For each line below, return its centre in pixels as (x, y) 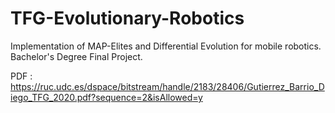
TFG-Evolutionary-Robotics (127, 18)
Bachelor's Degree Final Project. (76, 56)
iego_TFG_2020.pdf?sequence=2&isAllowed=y (106, 97)
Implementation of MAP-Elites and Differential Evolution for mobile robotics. (166, 46)
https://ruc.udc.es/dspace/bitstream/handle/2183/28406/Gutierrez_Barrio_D (167, 86)
